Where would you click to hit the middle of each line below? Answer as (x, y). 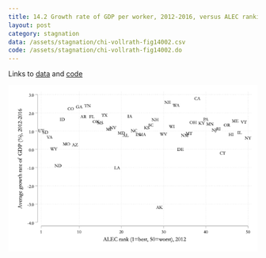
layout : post (30, 25)
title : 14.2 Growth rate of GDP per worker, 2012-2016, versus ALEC (123, 17)
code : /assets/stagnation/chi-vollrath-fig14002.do (95, 50)
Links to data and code (46, 74)
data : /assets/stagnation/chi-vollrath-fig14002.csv (97, 42)
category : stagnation (44, 33)
